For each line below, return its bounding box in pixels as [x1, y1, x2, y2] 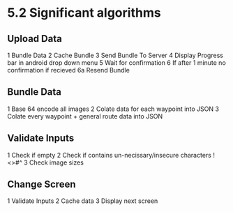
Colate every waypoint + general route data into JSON [7, 112, 163, 120]
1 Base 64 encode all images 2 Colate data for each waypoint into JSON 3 [7, 105, 220, 113]
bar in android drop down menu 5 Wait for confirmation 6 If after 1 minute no [7, 59, 227, 67]
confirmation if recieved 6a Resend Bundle [7, 66, 130, 74]
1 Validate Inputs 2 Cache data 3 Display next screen [7, 197, 158, 205]
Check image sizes [29, 158, 84, 167]
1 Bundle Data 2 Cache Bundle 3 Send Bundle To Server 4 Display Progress [7, 51, 223, 59]
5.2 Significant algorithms [7, 5, 162, 21]
